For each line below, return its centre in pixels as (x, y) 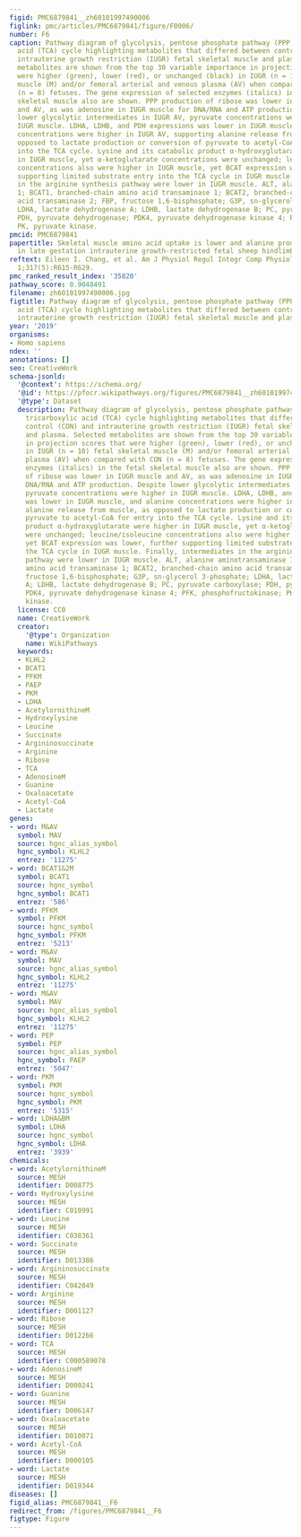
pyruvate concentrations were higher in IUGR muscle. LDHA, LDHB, (152, 493)
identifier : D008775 (56, 1185)
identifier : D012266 (56, 1336)
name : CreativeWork (54, 618)
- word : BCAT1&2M (42, 869)
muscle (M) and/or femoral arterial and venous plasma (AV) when (142, 84)
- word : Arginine (42, 1294)
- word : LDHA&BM (39, 1119)
